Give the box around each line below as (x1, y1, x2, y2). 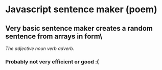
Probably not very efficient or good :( (5, 58, 99, 65)
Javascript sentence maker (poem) (5, 4, 157, 15)
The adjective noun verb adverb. (5, 45, 75, 52)
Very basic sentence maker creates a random (5, 24, 153, 33)
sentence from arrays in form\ (5, 32, 103, 40)
